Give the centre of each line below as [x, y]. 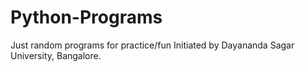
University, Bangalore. [56, 55]
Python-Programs [86, 17]
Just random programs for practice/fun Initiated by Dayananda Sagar [152, 45]
